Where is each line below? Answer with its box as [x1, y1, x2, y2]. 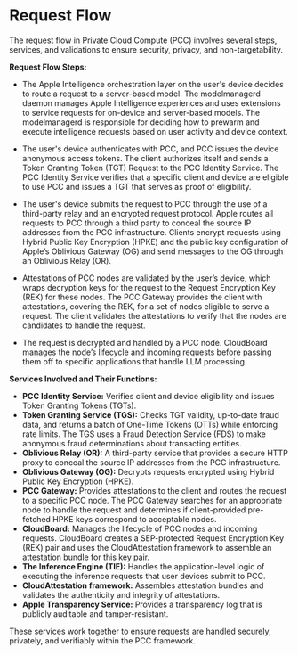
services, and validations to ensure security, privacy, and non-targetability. [9, 44, 283, 54]
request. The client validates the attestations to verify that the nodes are [21, 310, 287, 321]
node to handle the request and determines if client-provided [21, 504, 246, 515]
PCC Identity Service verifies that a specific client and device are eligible [21, 171, 289, 183]
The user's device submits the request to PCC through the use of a [21, 198, 268, 209]
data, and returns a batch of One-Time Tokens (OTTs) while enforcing [21, 419, 278, 430]
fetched [21, 513, 52, 524]
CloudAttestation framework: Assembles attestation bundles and [21, 580, 264, 591]
